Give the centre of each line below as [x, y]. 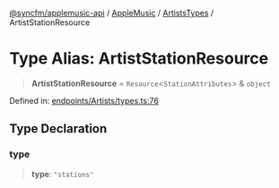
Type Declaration [58, 129]
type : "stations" [62, 174]
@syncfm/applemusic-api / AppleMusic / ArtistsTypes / [112, 13]
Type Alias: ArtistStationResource [139, 59]
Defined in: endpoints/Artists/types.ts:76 [84, 100]
